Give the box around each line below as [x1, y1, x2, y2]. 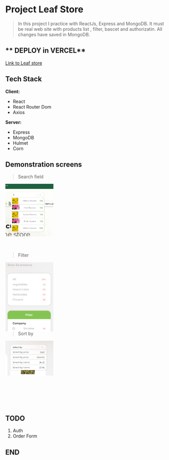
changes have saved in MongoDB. [17, 31, 91, 37]
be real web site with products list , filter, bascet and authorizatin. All [17, 26, 162, 32]
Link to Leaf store [5, 60, 43, 66]
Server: [5, 119, 22, 125]
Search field [17, 174, 44, 180]
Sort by [17, 330, 34, 337]
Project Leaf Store [5, 4, 83, 15]
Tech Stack [5, 75, 42, 83]
